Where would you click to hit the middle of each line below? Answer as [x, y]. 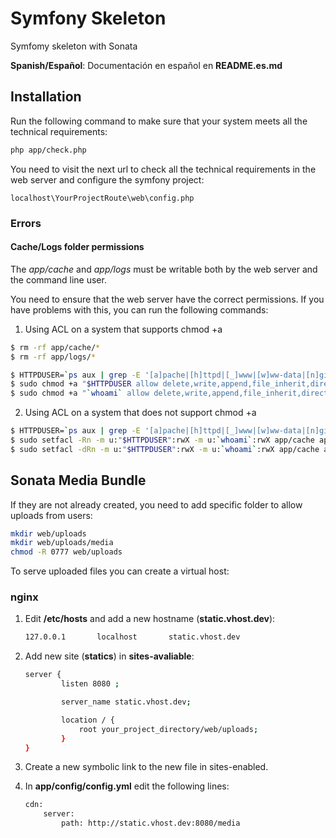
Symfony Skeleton [88, 18]
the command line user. [58, 279]
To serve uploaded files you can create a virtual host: [120, 571]
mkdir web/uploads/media [62, 543]
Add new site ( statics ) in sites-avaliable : [109, 656]
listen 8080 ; [90, 684]
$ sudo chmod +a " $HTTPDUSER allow [84, 384]
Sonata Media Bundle [78, 480]
